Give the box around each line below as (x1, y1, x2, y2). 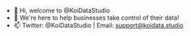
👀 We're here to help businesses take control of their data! (13, 14, 179, 22)
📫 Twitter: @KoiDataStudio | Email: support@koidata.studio (13, 21, 184, 29)
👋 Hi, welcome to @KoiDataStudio (13, 7, 110, 14)
